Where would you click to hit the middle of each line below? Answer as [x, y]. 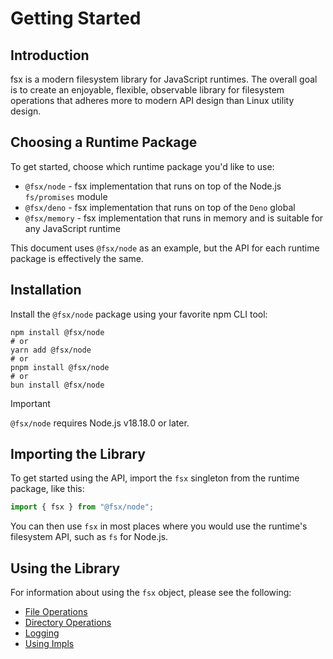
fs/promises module [66, 196]
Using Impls [49, 644]
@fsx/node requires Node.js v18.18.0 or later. [100, 423]
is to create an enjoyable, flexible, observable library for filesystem [147, 90]
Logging [42, 633]
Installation [46, 290]
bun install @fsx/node [57, 385]
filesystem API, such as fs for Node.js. [89, 537]
